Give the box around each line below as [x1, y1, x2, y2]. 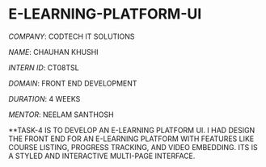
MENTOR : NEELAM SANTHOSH [8, 110, 115, 119]
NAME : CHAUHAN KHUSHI [8, 47, 99, 56]
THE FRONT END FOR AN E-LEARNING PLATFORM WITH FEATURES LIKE [8, 134, 255, 144]
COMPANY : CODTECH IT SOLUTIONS [8, 31, 135, 41]
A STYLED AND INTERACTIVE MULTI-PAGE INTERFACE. [8, 151, 196, 161]
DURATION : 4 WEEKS [8, 94, 81, 103]
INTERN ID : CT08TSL [8, 62, 79, 73]
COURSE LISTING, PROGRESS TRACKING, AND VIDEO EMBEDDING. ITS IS [8, 142, 258, 152]
